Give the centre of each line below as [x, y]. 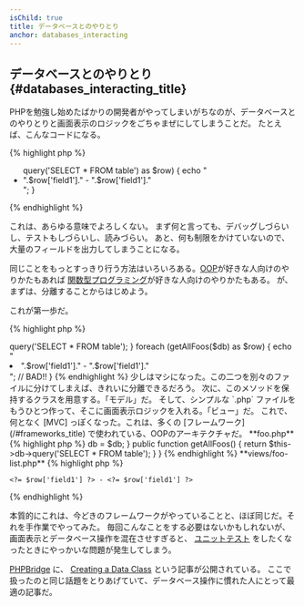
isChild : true [36, 18]
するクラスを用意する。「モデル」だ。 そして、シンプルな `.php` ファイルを [157, 400]
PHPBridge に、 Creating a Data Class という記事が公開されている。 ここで [151, 570]
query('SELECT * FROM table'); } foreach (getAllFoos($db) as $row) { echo [151, 346]
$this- [279, 444]
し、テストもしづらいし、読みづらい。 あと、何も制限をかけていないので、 [149, 238]
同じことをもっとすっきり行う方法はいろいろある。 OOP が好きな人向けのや [149, 269]
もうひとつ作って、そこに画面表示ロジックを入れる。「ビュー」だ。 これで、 [151, 411]
